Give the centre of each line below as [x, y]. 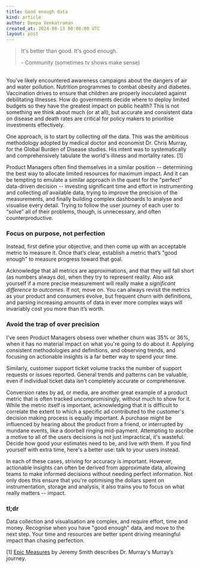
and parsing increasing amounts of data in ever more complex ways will [94, 303]
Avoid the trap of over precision [53, 325]
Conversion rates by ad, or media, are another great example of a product [97, 392]
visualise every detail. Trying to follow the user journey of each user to [93, 205]
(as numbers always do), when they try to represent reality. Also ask [90, 277]
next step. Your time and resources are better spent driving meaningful [93, 534]
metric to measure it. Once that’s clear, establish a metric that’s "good [92, 253]
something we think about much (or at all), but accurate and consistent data [99, 112]
